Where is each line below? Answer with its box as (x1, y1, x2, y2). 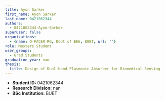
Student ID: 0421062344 (12, 80, 64, 86)
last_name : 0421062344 (5, 16, 52, 21)
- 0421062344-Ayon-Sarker (9, 25, 63, 30)
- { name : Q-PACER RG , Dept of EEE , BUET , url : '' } (9, 39, 116, 44)
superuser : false (5, 30, 41, 35)
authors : (5, 21, 23, 26)
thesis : (5, 62, 21, 67)
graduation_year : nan (5, 57, 50, 62)
